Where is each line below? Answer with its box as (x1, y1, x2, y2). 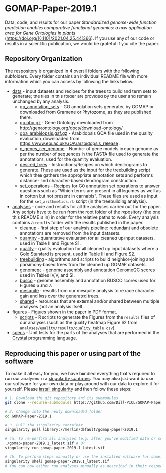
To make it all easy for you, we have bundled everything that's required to (5, 370, 155, 376)
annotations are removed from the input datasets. (19, 230, 121, 236)
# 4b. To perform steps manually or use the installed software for (5, 454, 149, 459)
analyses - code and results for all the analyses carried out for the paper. (12, 203, 161, 209)
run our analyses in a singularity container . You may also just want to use (5, 376, 154, 381)
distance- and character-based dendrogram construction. (19, 177, 138, 183)
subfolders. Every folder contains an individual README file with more (5, 73, 148, 79)
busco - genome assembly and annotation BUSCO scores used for (19, 277, 156, 283)
